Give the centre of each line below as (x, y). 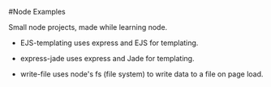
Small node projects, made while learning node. (88, 27)
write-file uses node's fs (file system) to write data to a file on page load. (142, 74)
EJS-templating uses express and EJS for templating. (109, 43)
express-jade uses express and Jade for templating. (107, 58)
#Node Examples (37, 12)
